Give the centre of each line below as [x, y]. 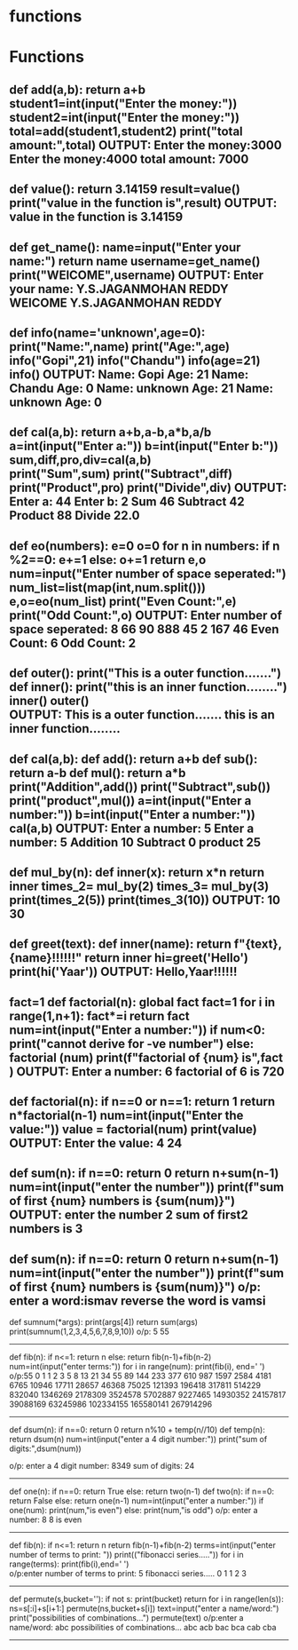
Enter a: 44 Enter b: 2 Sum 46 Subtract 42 [127, 502]
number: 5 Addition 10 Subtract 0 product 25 [135, 842]
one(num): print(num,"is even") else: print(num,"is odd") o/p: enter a [134, 1511]
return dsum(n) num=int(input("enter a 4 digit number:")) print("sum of [138, 1440]
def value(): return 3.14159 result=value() [125, 190]
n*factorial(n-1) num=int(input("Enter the [126, 1116]
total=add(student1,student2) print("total [126, 131]
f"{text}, [258, 944]
